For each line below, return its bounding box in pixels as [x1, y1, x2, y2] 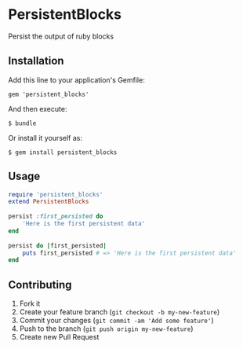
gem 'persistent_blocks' [8, 90, 89, 98]
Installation [8, 54, 64, 68]
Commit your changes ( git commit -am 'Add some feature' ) [19, 316, 214, 325]
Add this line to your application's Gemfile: [8, 75, 145, 84]
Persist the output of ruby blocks [8, 31, 114, 41]
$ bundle [8, 119, 37, 127]
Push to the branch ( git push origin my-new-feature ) [19, 324, 194, 333]
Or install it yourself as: [8, 133, 82, 142]
